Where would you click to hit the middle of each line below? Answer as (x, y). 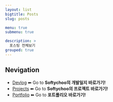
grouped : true (20, 50)
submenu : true (20, 32)
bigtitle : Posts (22, 14)
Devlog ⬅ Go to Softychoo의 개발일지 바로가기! (59, 82)
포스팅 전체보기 (23, 46)
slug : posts (17, 19)
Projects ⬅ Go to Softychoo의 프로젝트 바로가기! (60, 88)
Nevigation (22, 70)
